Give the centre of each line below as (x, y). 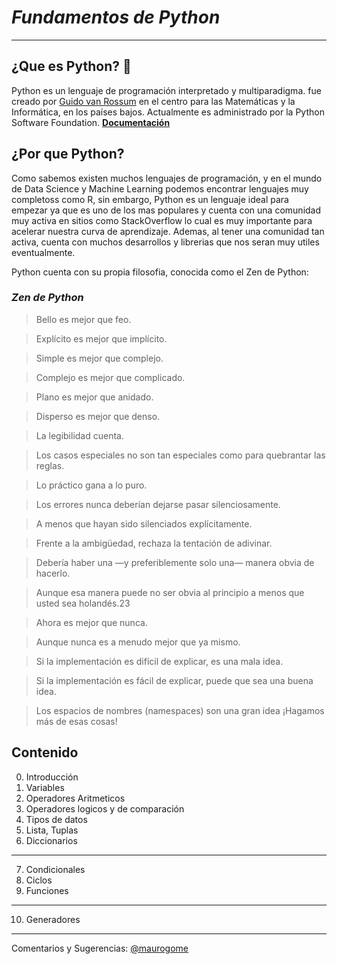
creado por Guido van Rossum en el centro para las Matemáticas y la (153, 101)
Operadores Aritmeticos (75, 798)
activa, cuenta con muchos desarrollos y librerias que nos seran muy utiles (165, 242)
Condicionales (55, 869)
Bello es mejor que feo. (83, 319)
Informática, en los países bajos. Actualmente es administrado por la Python (168, 112)
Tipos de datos (56, 819)
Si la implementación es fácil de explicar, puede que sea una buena (174, 680)
